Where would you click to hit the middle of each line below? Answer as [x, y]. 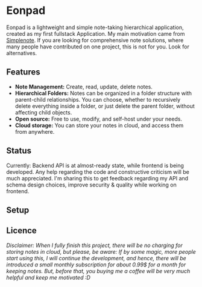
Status [19, 151]
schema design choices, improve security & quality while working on [91, 185]
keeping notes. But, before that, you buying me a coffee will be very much [98, 271]
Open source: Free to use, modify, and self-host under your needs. [99, 119]
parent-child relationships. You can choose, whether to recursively [98, 99]
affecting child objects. [43, 112]
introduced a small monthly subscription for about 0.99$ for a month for [96, 265]
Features [23, 72]
